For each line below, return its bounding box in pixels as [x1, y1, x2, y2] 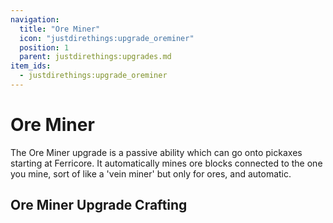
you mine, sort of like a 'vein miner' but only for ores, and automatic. [10, 167, 292, 180]
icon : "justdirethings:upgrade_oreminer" [19, 33, 195, 43]
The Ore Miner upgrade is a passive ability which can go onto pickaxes [10, 146, 303, 158]
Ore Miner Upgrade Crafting [10, 197, 188, 214]
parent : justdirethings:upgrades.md [19, 52, 172, 62]
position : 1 [19, 42, 70, 53]
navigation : [10, 14, 60, 25]
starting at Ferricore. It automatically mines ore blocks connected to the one [10, 157, 323, 169]
